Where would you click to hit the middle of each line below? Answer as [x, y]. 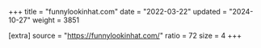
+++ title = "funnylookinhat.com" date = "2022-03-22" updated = [118, 12]
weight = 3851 [56, 20]
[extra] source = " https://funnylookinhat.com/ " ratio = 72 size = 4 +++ [125, 36]
